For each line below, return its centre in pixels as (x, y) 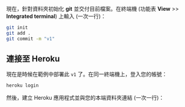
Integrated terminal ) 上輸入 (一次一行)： (56, 16)
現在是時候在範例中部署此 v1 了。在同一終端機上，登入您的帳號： (87, 74)
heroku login (23, 85)
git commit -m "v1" (31, 39)
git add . (19, 33)
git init (17, 27)
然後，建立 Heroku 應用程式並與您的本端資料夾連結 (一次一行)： (85, 98)
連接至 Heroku (33, 59)
